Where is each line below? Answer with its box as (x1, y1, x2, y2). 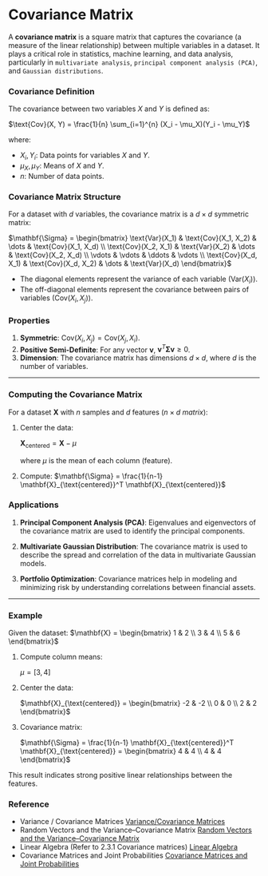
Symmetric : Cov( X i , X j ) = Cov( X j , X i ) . (19, 333, 141, 344)
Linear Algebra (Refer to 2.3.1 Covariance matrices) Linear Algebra (19, 842, 238, 852)
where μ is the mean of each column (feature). (19, 455, 173, 465)
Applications (8, 499, 59, 510)
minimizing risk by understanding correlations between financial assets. (19, 582, 256, 592)
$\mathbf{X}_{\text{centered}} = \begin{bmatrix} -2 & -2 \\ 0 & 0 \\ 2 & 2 (19, 699, 258, 708)
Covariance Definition (8, 85, 95, 97)
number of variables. (19, 362, 89, 371)
